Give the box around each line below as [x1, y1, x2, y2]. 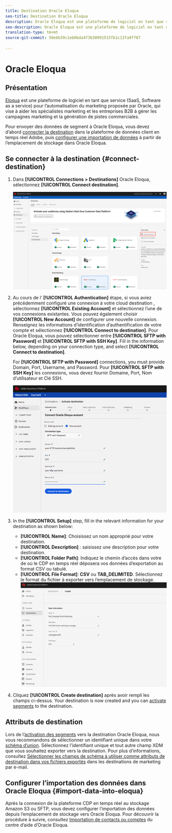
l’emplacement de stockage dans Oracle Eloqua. [5, 140, 107, 146]
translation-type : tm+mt [5, 30, 58, 35]
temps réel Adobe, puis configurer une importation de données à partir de [5, 134, 161, 140]
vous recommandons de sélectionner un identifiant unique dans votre [5, 737, 152, 743]
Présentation [5, 83, 48, 92]
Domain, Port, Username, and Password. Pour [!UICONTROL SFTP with [12, 364, 164, 370]
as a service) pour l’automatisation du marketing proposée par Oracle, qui [5, 102, 161, 108]
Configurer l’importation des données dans [5, 778, 146, 787]
